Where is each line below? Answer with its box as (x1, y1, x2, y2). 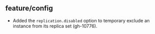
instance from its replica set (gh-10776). (12, 23, 98, 29)
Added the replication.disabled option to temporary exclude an (12, 17, 150, 23)
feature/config (5, 4, 53, 13)
